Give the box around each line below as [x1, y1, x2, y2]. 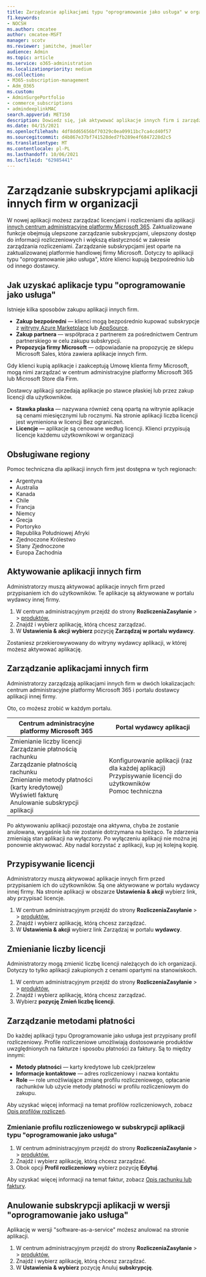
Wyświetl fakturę [10, 791, 59, 799]
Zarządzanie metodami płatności [7, 1015, 135, 1026]
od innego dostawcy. [7, 262, 60, 269]
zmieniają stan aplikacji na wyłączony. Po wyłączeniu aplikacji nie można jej [7, 834, 197, 842]
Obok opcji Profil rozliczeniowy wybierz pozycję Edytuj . [15, 1164, 159, 1172]
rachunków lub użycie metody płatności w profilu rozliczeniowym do [15, 1083, 189, 1090]
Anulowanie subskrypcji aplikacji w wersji [7, 1200, 171, 1210]
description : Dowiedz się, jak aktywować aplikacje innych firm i [7, 117, 180, 123]
